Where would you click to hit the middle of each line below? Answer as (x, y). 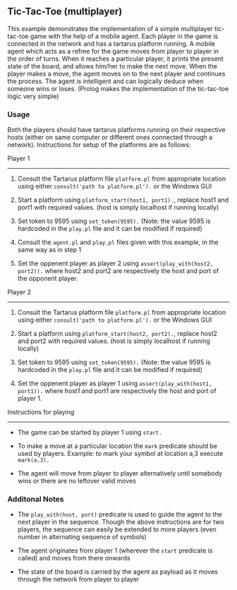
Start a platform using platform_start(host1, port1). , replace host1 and (123, 200)
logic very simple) (33, 96)
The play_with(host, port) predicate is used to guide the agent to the (120, 514)
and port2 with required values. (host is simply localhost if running (114, 341)
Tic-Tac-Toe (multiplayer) (65, 12)
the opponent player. (48, 279)
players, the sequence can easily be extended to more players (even (117, 529)
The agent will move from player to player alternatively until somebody (120, 474)
